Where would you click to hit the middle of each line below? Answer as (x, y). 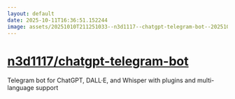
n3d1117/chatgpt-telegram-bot (98, 61)
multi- (206, 80)
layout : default (31, 14)
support (47, 88)
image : (17, 26)
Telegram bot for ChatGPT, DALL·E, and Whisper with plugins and (101, 80)
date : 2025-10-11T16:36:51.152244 (58, 20)
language (21, 88)
